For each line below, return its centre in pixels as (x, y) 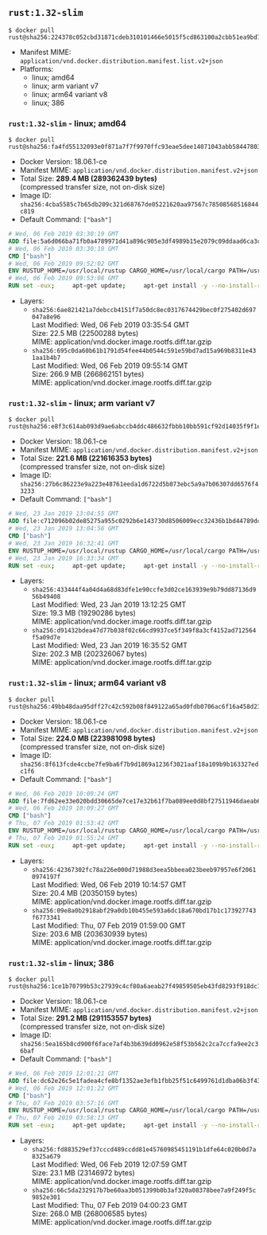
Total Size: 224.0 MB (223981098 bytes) (87, 738)
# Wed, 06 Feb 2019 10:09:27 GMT (64, 808)
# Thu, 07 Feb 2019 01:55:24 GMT (64, 838)
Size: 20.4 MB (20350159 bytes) (84, 893)
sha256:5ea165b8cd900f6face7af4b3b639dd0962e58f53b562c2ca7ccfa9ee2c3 (139, 1044)
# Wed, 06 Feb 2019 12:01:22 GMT (64, 1088)
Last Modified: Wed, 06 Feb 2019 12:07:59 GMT (110, 1164)
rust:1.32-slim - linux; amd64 (68, 123)
